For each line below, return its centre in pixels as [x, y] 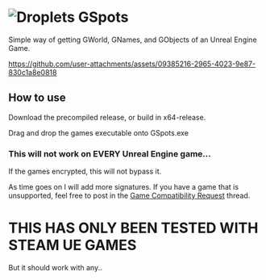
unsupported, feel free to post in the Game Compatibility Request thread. [129, 196]
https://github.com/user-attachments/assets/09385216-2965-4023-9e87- [132, 64]
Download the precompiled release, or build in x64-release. [107, 117]
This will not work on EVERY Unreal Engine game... [110, 153]
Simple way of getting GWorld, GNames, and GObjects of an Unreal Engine [133, 40]
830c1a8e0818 [33, 72]
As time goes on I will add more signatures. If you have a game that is [124, 187]
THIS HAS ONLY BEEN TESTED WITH [133, 228]
